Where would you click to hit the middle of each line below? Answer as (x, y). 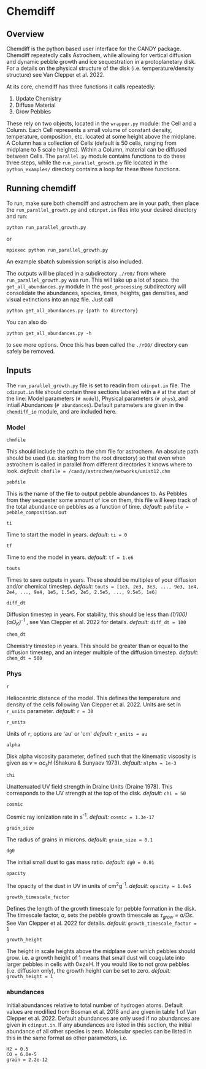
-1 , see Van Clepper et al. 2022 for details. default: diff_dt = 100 (104, 621)
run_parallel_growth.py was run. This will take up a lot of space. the (93, 280)
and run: (17, 216)
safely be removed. (31, 351)
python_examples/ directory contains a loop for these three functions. (93, 169)
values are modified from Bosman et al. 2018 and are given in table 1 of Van (101, 1011)
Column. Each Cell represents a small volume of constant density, (89, 130)
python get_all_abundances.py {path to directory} (72, 311)
